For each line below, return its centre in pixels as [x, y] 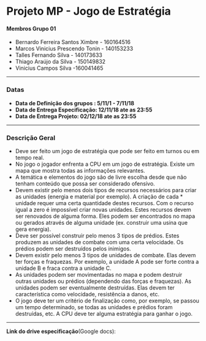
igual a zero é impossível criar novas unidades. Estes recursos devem [103, 209]
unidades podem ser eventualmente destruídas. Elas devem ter [95, 287]
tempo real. [30, 157]
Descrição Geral [31, 138]
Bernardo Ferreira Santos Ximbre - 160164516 [73, 42]
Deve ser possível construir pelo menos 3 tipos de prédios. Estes [97, 235]
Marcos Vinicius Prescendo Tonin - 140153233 [74, 49]
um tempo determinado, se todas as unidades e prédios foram [94, 307]
